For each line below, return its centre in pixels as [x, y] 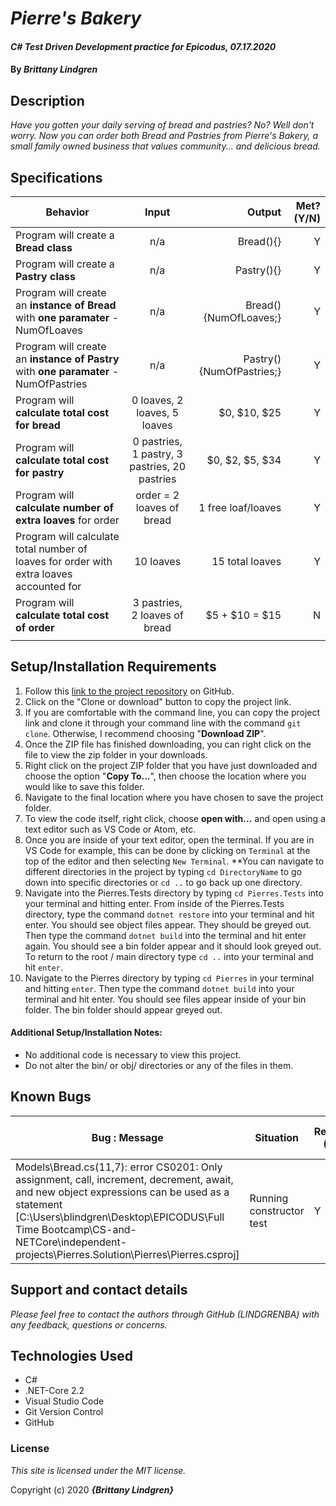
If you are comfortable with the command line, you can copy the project [172, 712]
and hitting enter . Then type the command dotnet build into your [159, 988]
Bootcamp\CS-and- [89, 1229]
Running [269, 1198]
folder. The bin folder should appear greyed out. [123, 1009]
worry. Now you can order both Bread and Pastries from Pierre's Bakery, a [164, 136]
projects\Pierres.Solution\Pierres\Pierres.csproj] [127, 1254]
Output [264, 212]
